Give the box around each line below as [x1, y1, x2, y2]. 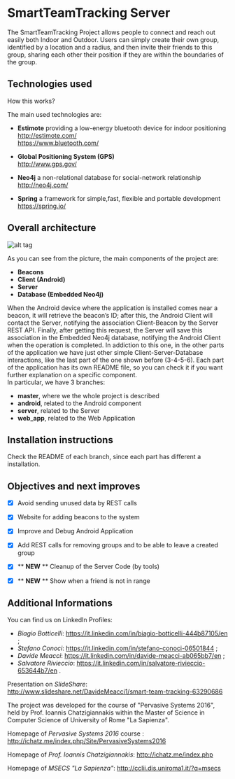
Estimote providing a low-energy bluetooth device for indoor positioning [17, 124, 227, 132]
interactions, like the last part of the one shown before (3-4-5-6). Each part [7, 356, 225, 364]
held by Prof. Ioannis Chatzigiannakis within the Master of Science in [7, 708, 205, 717]
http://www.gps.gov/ [17, 160, 77, 168]
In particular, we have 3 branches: [7, 378, 106, 386]
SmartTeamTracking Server [7, 5, 171, 21]
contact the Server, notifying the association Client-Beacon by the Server [7, 318, 218, 327]
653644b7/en [17, 666, 58, 675]
